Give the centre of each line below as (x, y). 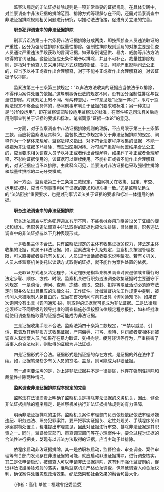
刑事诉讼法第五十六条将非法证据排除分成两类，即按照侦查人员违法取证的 (86, 40)
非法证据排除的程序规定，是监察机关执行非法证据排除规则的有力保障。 (76, 404)
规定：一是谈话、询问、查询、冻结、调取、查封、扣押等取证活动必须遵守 (82, 285)
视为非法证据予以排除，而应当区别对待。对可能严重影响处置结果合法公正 (82, 147)
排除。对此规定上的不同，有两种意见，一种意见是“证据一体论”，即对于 (84, 100)
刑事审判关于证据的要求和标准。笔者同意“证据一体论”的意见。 (71, 118)
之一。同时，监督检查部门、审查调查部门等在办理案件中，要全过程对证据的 (84, 433)
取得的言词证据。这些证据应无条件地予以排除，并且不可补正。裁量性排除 (78, 59)
